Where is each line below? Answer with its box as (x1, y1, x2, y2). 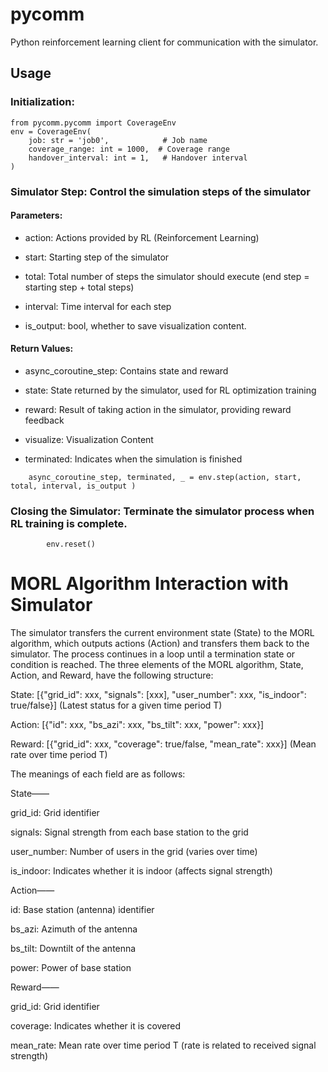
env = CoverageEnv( (10, 126, 92, 137)
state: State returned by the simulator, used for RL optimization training (24, 384, 317, 396)
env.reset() (46, 539, 97, 550)
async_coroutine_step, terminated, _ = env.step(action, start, (28, 472, 302, 482)
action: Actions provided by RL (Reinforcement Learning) (24, 231, 260, 243)
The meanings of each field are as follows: (10, 768, 186, 780)
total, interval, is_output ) (10, 481, 137, 491)
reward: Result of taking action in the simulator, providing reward (24, 403, 292, 415)
